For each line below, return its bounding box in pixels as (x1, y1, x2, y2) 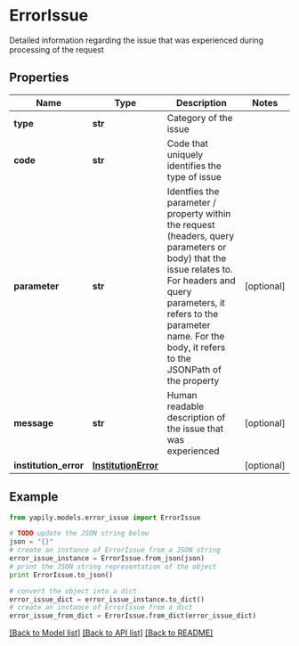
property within (166, 207, 231, 219)
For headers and (166, 274, 236, 286)
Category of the (166, 111, 233, 124)
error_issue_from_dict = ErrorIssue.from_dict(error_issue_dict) (9, 611, 256, 620)
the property (166, 374, 220, 387)
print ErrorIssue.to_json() (9, 570, 114, 579)
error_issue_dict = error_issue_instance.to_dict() (9, 594, 205, 604)
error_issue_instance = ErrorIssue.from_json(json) (9, 554, 205, 563)
